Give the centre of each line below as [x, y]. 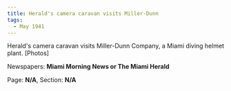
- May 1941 [29, 26]
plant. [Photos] [28, 53]
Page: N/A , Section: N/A [42, 80]
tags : [15, 20]
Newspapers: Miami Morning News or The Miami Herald [89, 67]
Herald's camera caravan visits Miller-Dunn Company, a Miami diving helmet [116, 46]
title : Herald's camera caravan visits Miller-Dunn [83, 13]
